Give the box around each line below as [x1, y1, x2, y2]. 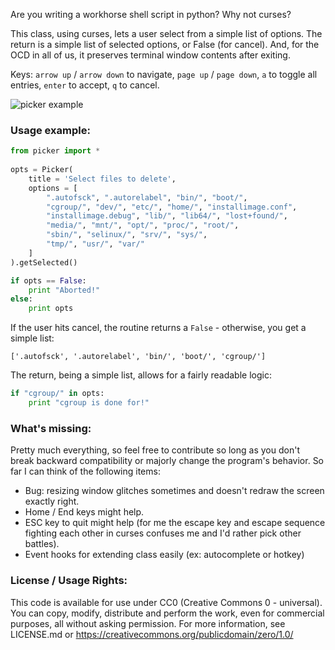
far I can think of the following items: [10, 465, 161, 478]
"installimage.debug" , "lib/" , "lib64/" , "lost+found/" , [46, 211, 288, 221]
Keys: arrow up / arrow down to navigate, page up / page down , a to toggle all [10, 69, 318, 80]
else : [10, 294, 33, 304]
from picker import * [10, 146, 101, 156]
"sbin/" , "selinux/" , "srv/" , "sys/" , [46, 230, 208, 240]
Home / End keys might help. [24, 506, 145, 518]
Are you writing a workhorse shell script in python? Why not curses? [10, 9, 292, 20]
